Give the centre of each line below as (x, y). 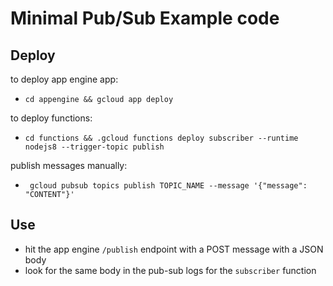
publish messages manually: (69, 165)
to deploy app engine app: (64, 79)
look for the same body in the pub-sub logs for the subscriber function (170, 270)
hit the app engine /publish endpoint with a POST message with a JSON (174, 249)
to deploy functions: (51, 118)
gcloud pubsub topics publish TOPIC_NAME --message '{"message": (168, 186)
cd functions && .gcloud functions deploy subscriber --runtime (161, 138)
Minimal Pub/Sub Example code (145, 18)
